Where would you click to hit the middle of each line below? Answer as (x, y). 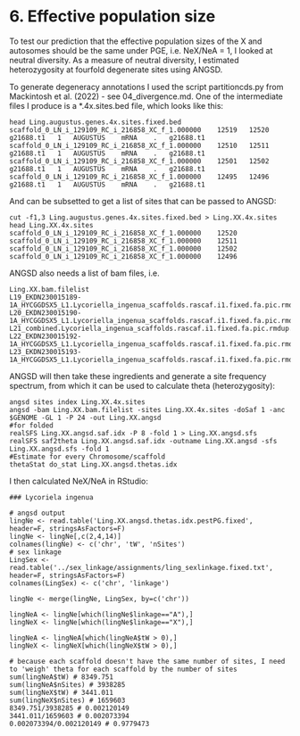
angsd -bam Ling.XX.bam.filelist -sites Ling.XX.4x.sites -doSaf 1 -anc (147, 409)
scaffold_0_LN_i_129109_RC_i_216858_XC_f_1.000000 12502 (124, 248)
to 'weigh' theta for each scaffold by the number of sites (124, 669)
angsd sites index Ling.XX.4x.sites (77, 402)
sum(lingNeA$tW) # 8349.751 (62, 677)
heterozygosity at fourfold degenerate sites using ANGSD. (116, 70)
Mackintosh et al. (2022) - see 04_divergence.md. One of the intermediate (146, 96)
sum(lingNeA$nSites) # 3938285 (67, 684)
